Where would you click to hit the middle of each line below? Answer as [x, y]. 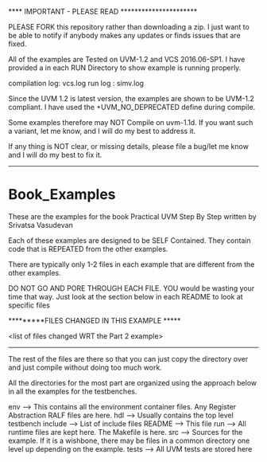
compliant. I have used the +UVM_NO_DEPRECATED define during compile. [132, 107]
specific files [29, 305]
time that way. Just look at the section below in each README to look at [126, 296]
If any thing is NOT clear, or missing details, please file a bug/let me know [128, 146]
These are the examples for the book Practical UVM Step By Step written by [132, 216]
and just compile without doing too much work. [85, 367]
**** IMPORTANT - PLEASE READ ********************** [103, 12]
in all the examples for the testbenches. [73, 391]
